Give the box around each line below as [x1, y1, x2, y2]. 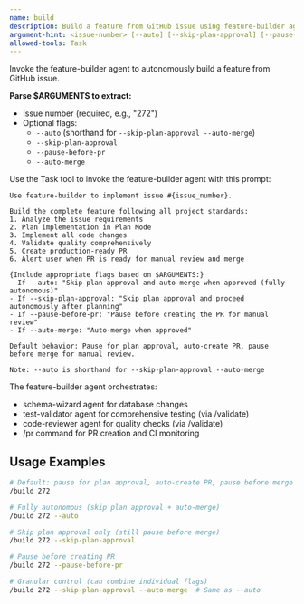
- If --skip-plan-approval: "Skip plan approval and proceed [9, 294, 245, 303]
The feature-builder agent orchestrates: [9, 381, 157, 392]
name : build [9, 13, 54, 23]
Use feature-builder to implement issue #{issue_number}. [9, 191, 233, 200]
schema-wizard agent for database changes [22, 399, 188, 410]
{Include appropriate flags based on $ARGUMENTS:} [9, 271, 204, 280]
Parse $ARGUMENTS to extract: [9, 91, 132, 101]
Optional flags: [22, 118, 78, 129]
